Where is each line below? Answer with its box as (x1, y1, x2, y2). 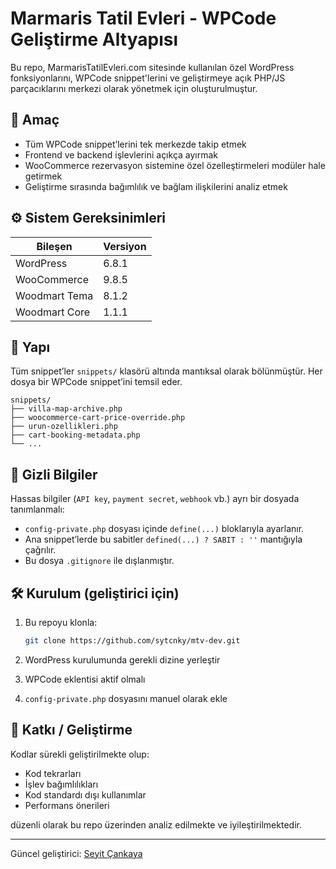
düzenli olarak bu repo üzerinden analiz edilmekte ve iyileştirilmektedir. (10, 818, 302, 831)
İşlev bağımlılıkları (24, 778, 99, 790)
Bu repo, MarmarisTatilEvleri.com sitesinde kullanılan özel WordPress (10, 61, 295, 73)
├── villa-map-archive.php (10, 404, 123, 414)
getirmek (24, 170, 63, 182)
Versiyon (103, 239, 147, 253)
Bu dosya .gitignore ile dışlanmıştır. (24, 555, 175, 567)
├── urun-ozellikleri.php (10, 422, 118, 432)
